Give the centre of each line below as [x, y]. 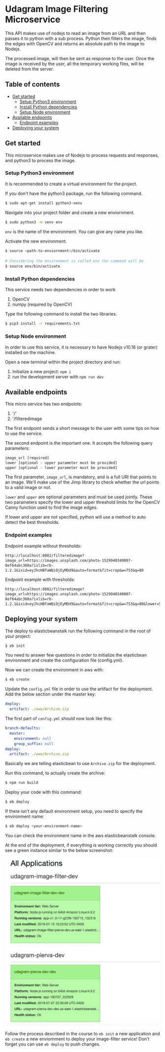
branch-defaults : [23, 728]
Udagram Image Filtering [57, 9]
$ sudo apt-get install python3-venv [44, 203]
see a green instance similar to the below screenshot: [59, 850]
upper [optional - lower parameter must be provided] [61, 468]
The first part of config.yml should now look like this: [59, 719]
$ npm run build [22, 783]
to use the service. [24, 434]
